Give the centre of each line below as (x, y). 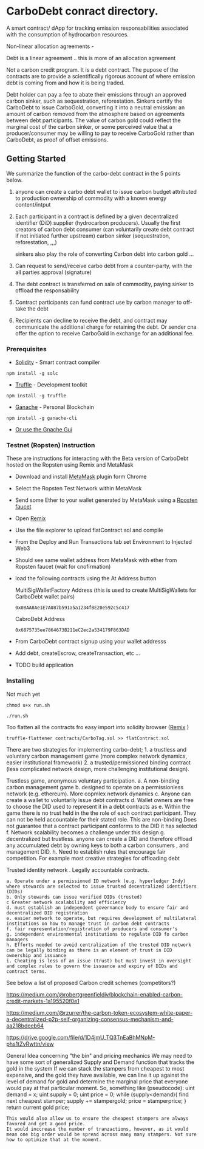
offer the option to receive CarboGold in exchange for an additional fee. (104, 333)
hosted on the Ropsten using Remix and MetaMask (70, 465)
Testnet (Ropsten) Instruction (51, 445)
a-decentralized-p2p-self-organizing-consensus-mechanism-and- (90, 1019)
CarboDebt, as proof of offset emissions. (57, 139)
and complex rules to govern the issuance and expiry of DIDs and (92, 966)
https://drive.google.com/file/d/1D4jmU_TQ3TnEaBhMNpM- (81, 1037)
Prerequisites (26, 349)
